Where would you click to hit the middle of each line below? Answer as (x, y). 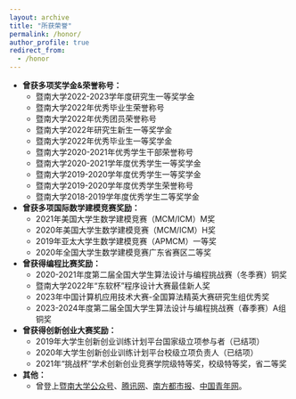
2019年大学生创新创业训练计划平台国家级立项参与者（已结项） (150, 341)
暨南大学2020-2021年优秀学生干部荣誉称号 (114, 152)
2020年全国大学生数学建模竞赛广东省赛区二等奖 (123, 252)
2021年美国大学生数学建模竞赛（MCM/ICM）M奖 (125, 219)
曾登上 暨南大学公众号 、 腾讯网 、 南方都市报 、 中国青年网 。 (141, 386)
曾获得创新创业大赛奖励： (69, 330)
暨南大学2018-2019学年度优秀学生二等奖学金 (118, 196)
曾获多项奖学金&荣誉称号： (72, 85)
